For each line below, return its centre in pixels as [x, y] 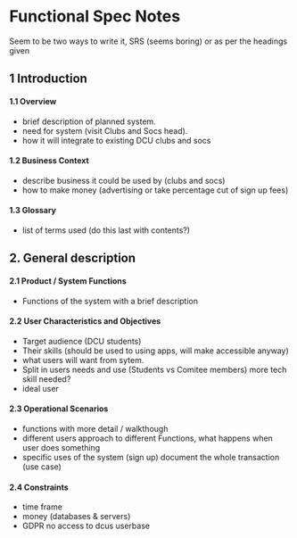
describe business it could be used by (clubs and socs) [124, 180]
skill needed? [46, 379]
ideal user [41, 388]
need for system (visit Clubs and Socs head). [105, 130]
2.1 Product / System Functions [68, 281]
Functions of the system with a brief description [110, 301]
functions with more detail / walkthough [95, 428]
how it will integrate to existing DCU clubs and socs [116, 140]
